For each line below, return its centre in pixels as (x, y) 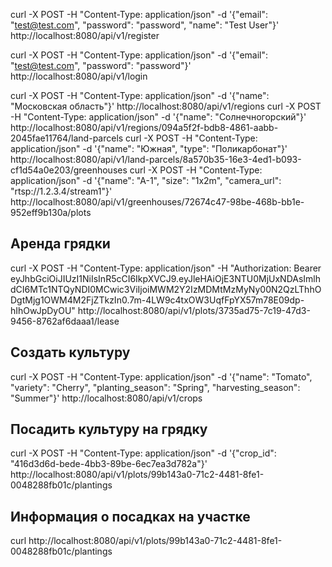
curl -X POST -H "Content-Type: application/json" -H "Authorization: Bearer (166, 268)
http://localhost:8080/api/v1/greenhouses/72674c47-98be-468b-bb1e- (157, 202)
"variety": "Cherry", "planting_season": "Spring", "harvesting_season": (155, 387)
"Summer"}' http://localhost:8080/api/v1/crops (106, 398)
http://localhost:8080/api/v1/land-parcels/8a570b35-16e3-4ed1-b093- (156, 159)
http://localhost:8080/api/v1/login (79, 76)
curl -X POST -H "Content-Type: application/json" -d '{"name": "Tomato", (161, 376)
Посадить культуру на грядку (109, 429)
